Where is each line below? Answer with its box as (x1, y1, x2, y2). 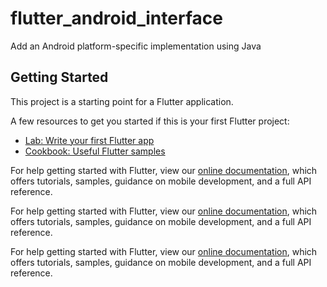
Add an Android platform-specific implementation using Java (10, 40, 262, 52)
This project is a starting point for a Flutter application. (10, 95, 234, 107)
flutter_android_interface (10, 7, 223, 30)
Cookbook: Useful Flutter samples (24, 145, 166, 157)
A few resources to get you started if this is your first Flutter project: (10, 115, 290, 127)
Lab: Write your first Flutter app (24, 134, 155, 146)
